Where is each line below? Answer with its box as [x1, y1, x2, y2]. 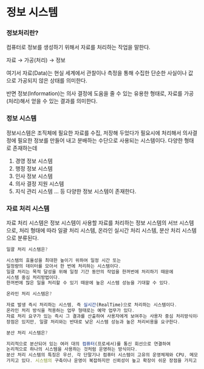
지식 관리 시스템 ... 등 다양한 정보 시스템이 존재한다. [15, 188, 137, 195]
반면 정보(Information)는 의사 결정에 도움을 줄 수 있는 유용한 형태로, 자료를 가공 [6, 90, 194, 97]
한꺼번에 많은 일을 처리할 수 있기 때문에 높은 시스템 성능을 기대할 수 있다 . [6, 280, 171, 286]
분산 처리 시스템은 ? [6, 330, 49, 336]
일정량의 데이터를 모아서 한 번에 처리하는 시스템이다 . [6, 263, 121, 269]
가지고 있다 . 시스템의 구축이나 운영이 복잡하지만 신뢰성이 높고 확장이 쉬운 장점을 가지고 [6, 357, 197, 364]
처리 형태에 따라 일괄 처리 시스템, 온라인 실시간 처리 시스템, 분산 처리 [19, 227, 181, 234]
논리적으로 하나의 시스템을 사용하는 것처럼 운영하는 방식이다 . [6, 347, 138, 353]
